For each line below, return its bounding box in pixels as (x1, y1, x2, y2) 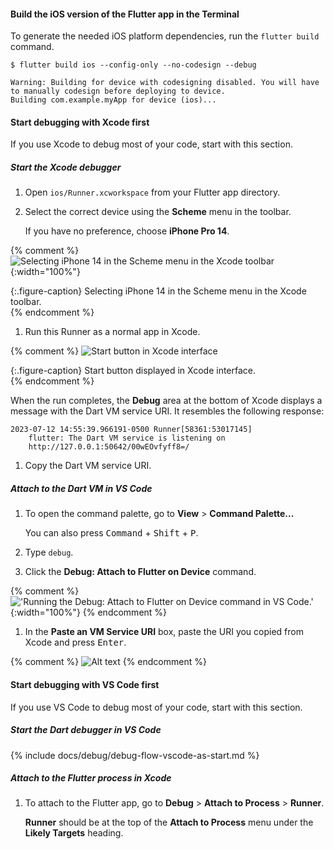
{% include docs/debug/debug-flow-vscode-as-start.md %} (10, 749, 260, 761)
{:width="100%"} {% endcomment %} (10, 606, 168, 619)
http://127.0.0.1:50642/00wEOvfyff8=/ (28, 442, 190, 452)
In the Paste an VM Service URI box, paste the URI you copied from (24, 626, 304, 638)
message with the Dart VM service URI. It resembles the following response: (10, 405, 325, 417)
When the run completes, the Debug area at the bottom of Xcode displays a (10, 395, 323, 407)
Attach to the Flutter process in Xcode (10, 772, 172, 784)
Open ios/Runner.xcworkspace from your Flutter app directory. (24, 186, 281, 199)
